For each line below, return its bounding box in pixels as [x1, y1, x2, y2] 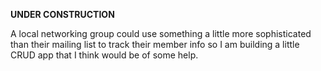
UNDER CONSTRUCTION [10, 9, 115, 20]
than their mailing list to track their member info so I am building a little [10, 39, 300, 50]
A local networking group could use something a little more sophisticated [10, 28, 312, 39]
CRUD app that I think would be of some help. [10, 49, 199, 61]
